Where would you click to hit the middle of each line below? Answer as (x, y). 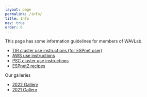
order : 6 (14, 28)
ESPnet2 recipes (29, 66)
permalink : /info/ (24, 14)
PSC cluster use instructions (40, 61)
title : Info (17, 18)
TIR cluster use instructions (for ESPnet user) (57, 51)
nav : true (15, 23)
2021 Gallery (24, 90)
